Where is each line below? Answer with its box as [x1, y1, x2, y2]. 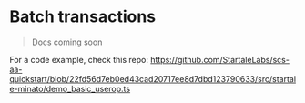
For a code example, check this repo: [9, 54, 148, 65]
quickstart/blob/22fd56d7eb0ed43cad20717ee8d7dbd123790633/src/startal [9, 73, 297, 84]
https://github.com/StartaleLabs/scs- [149, 54, 290, 65]
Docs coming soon [31, 36, 103, 47]
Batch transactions [9, 6, 157, 27]
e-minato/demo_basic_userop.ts [9, 83, 130, 94]
